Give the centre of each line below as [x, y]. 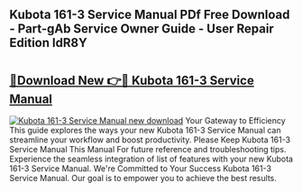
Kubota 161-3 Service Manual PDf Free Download [150, 15]
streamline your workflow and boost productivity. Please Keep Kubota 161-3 [150, 140]
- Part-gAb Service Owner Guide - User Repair [142, 29]
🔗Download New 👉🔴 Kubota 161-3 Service [132, 80]
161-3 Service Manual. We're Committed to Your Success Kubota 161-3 [141, 169]
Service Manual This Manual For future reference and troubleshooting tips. [148, 149]
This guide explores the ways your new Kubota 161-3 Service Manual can [145, 130]
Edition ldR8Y [48, 43]
